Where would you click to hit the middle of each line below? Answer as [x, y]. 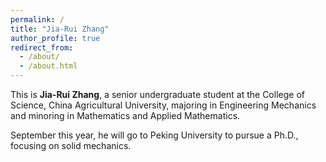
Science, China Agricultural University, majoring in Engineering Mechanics [163, 105]
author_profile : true [55, 38]
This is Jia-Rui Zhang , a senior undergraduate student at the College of [157, 94]
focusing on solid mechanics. [71, 145]
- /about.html [48, 66]
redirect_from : [42, 47]
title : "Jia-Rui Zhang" [60, 29]
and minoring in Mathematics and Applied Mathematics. [125, 115]
